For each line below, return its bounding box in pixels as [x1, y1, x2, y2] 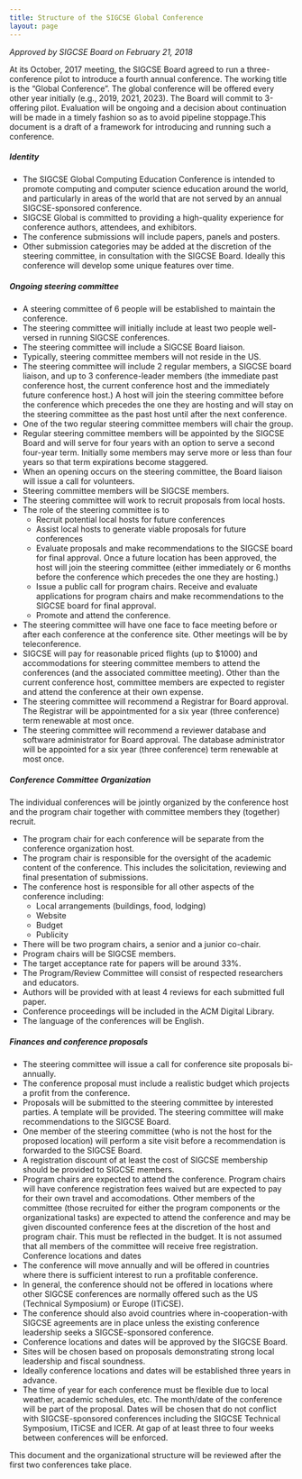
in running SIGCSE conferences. [50, 333, 170, 343]
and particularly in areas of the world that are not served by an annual [22, 193, 282, 204]
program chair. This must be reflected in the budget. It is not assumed [22, 1231, 282, 1242]
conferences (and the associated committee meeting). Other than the [22, 668, 280, 679]
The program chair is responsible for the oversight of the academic [22, 853, 272, 863]
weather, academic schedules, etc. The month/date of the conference [22, 1394, 282, 1405]
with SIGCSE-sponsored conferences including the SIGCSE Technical [22, 1413, 281, 1424]
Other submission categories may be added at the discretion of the [22, 241, 272, 252]
